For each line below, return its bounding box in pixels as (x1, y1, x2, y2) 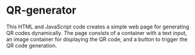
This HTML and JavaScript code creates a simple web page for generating (6, 23, 190, 30)
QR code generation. (6, 42, 57, 49)
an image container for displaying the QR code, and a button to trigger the (6, 35, 188, 43)
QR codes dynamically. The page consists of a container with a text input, (6, 29, 187, 36)
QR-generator (6, 4, 76, 17)
